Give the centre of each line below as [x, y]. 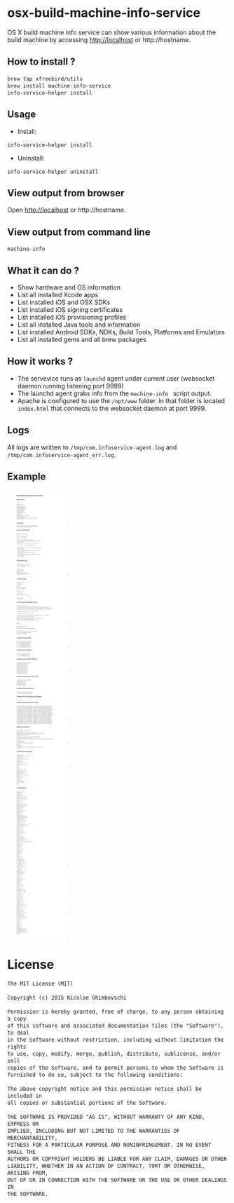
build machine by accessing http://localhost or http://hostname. [99, 39]
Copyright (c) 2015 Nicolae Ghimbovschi [67, 998]
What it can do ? [43, 270]
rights [17, 1047]
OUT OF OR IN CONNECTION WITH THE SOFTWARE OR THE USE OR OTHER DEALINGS [117, 1180]
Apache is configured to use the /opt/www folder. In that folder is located [121, 400]
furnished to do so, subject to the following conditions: [95, 1075]
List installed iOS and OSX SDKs [64, 302]
